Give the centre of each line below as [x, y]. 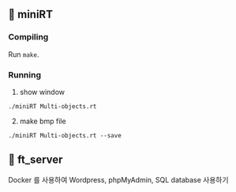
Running [25, 74]
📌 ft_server [36, 160]
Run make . [24, 54]
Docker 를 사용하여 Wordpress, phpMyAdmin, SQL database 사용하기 [118, 179]
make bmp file [43, 121]
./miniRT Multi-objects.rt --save [65, 135]
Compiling [28, 37]
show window [42, 92]
